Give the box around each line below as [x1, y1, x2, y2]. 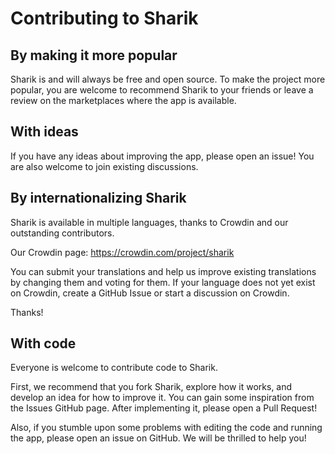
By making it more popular [10, 47, 178, 64]
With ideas [10, 123, 79, 141]
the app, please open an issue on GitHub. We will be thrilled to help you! [10, 432, 307, 444]
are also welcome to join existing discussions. [10, 160, 199, 172]
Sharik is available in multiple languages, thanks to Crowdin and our [10, 216, 289, 228]
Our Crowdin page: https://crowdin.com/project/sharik [10, 246, 235, 258]
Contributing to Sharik [10, 7, 199, 30]
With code [10, 335, 77, 352]
